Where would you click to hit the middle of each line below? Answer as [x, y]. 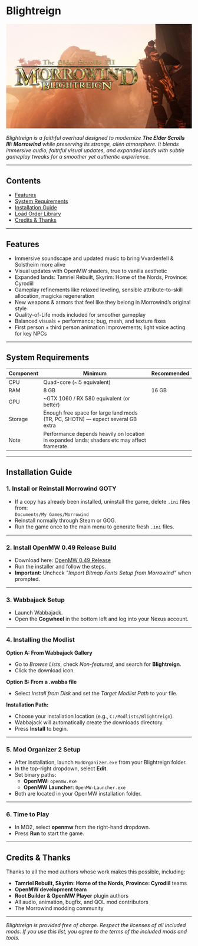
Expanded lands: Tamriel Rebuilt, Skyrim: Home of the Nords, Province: [101, 277]
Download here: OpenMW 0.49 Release [63, 560]
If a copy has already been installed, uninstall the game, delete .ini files [102, 501]
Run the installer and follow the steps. [60, 567]
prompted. [27, 579]
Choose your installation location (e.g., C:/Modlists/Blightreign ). [94, 716]
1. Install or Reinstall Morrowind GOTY [61, 489]
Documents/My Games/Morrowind [52, 514]
